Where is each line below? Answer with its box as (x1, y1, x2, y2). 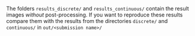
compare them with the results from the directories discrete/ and (6, 18, 168, 24)
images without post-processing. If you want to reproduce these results (6, 11, 183, 18)
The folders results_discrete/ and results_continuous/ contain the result (6, 5, 190, 12)
